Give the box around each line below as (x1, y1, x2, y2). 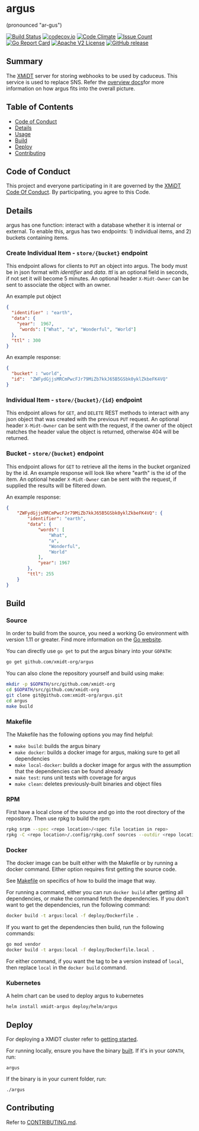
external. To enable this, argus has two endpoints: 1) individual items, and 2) (6, 228, 191, 235)
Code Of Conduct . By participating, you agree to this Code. (6, 189, 150, 196)
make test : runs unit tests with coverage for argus (14, 774, 136, 781)
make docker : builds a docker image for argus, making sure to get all (14, 749, 180, 756)
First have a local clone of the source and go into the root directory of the (6, 809, 185, 816)
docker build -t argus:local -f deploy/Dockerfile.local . (6, 947, 155, 953)
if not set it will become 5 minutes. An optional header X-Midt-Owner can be (6, 275, 189, 282)
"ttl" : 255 (27, 571, 54, 577)
